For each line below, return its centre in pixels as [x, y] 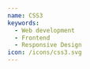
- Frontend [32, 38]
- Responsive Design [48, 45]
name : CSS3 [25, 15]
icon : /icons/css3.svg [45, 52]
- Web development [45, 30]
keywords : [24, 23]
